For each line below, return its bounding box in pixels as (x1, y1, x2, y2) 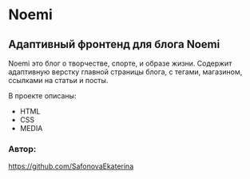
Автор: (8, 143, 37, 154)
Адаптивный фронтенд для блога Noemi (8, 38, 220, 51)
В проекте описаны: (8, 91, 77, 101)
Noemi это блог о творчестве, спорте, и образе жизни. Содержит (8, 58, 232, 68)
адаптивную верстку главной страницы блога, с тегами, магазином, (8, 67, 243, 77)
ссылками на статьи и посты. (8, 76, 109, 85)
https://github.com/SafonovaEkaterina (8, 161, 134, 171)
